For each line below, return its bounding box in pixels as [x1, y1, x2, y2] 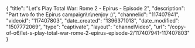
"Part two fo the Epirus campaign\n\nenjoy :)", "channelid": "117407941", [6, 11, 180, 18]
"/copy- [167, 23, 186, 30]
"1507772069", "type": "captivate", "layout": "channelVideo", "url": [6, 23, 167, 30]
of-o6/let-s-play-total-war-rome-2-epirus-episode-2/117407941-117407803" [6, 29, 190, 36]
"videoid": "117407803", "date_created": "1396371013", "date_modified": [6, 17, 180, 24]
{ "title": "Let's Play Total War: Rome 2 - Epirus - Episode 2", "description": [6, 5, 186, 12]
